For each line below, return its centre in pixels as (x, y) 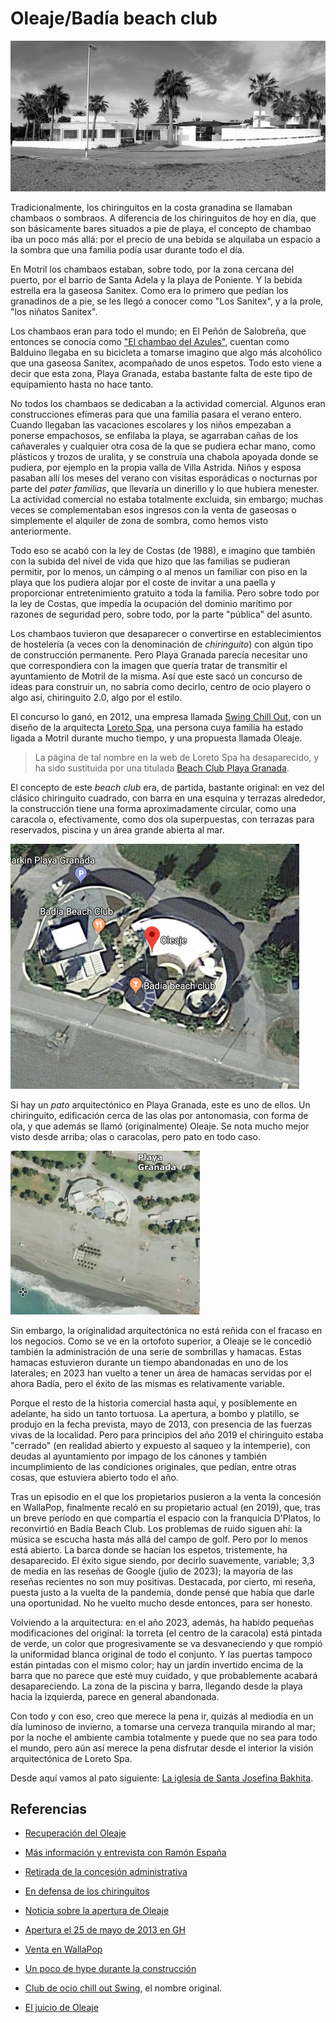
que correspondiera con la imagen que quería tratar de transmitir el (149, 665)
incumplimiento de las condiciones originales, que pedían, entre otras (153, 1466)
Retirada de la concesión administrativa (106, 1872)
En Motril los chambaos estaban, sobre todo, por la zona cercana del (152, 269)
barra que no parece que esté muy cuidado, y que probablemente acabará (164, 1675)
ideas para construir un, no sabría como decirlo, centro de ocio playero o (161, 686)
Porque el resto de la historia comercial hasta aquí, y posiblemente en (154, 1403)
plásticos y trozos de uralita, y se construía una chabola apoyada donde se (164, 456)
